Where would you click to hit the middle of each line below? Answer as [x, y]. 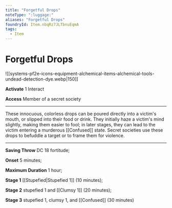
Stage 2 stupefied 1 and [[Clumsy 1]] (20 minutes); [58, 190]
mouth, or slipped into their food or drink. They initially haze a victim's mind [85, 119]
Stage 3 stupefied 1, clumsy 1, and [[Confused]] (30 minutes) [70, 200]
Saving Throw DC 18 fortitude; [38, 150]
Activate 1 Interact [25, 89]
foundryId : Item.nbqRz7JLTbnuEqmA [42, 24]
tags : [11, 29]
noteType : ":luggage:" [29, 15]
